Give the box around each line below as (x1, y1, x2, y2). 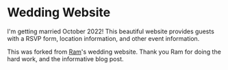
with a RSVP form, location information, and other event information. (7, 34, 200, 42)
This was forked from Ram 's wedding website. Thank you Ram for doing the (7, 48, 221, 56)
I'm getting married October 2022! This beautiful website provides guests (7, 27, 214, 35)
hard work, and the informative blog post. (7, 54, 124, 63)
